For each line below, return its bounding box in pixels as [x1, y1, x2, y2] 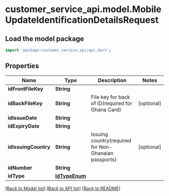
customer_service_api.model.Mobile [5, 4, 162, 15]
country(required [91, 137, 132, 144]
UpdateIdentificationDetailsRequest [5, 14, 159, 26]
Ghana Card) [91, 106, 122, 113]
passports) [91, 156, 117, 163]
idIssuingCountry [8, 143, 51, 150]
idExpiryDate [8, 122, 40, 129]
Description [98, 77, 127, 84]
